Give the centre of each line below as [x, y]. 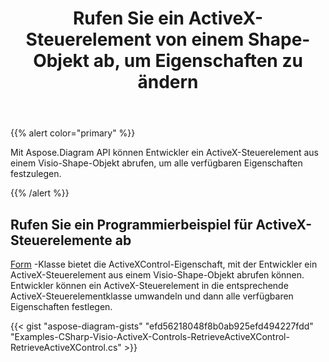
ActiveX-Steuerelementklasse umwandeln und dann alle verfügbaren [152, 296]
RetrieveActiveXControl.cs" [66, 347]
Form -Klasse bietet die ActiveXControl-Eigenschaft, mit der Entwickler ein [164, 264]
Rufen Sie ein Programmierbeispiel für [131, 224]
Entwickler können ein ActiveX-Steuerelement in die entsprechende [149, 285]
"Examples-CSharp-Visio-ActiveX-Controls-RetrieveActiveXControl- [150, 336]
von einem [199, 39]
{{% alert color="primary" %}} [73, 133]
